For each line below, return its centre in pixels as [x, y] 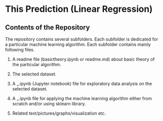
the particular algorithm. [37, 64]
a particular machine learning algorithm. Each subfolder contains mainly [78, 44]
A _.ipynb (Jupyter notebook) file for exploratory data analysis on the [82, 83]
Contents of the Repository [48, 27]
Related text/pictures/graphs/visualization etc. [59, 113]
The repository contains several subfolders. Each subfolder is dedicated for [82, 39]
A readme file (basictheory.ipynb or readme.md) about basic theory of [83, 59]
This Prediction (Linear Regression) [79, 9]
